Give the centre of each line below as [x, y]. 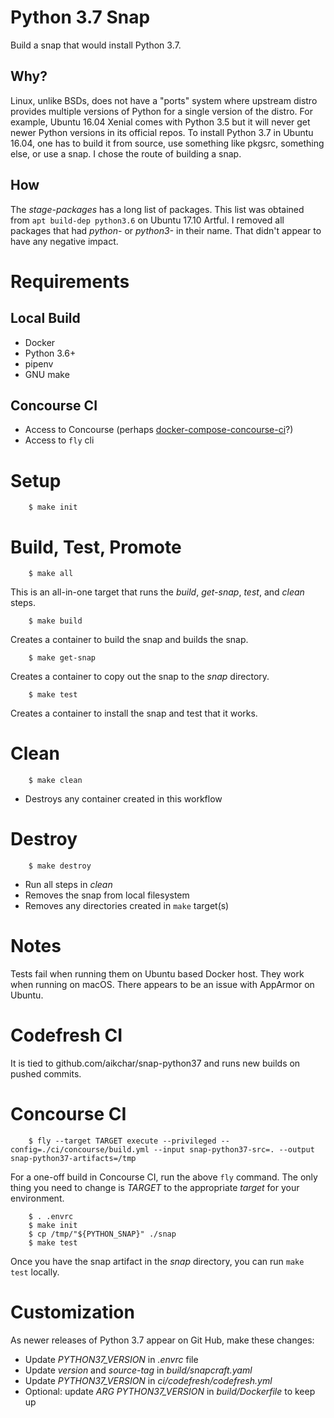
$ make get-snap [62, 658]
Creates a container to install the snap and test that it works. [134, 713]
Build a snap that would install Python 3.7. [96, 45]
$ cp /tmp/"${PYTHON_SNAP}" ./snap [102, 1234]
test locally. [35, 1272]
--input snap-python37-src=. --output [234, 1149]
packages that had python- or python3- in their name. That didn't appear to [166, 230]
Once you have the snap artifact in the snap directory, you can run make [157, 1261]
